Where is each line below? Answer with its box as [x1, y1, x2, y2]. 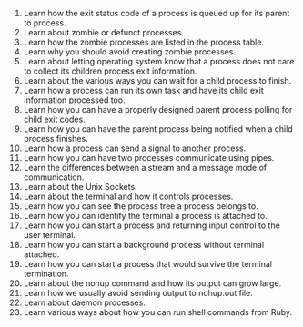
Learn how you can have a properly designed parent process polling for [23, 104, 293, 114]
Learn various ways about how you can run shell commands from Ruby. [23, 307, 293, 317]
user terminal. [23, 230, 76, 240]
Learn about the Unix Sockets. [23, 182, 137, 192]
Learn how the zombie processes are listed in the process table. [23, 36, 265, 47]
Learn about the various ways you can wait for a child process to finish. [23, 75, 292, 85]
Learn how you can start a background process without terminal [23, 240, 265, 250]
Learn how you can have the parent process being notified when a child [23, 124, 294, 134]
